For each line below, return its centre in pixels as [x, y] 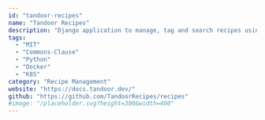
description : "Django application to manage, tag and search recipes [125, 30]
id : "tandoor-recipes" [45, 15]
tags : [17, 37]
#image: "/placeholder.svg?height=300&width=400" [91, 103]
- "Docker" [33, 67]
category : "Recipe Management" [60, 81]
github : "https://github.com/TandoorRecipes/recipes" [99, 96]
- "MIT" [28, 45]
